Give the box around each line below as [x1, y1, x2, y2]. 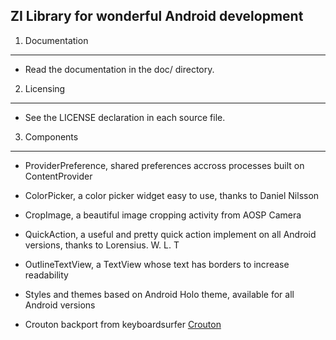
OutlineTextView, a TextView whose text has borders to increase [24, 258, 290, 270]
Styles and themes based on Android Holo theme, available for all [24, 288, 295, 300]
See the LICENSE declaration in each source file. [24, 111, 226, 123]
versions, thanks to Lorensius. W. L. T [24, 239, 180, 251]
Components [24, 130, 79, 143]
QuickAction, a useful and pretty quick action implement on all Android [24, 228, 317, 240]
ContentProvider [24, 170, 93, 182]
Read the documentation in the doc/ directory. [24, 63, 215, 75]
